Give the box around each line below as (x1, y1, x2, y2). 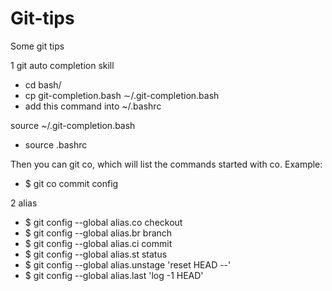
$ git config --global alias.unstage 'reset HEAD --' (24, 258, 232, 271)
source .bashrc (24, 138, 88, 151)
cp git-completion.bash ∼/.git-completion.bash (24, 89, 220, 101)
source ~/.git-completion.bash (10, 119, 136, 131)
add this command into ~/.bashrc (24, 100, 162, 112)
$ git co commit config (24, 177, 119, 189)
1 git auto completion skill (10, 59, 115, 71)
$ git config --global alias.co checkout (24, 216, 183, 228)
